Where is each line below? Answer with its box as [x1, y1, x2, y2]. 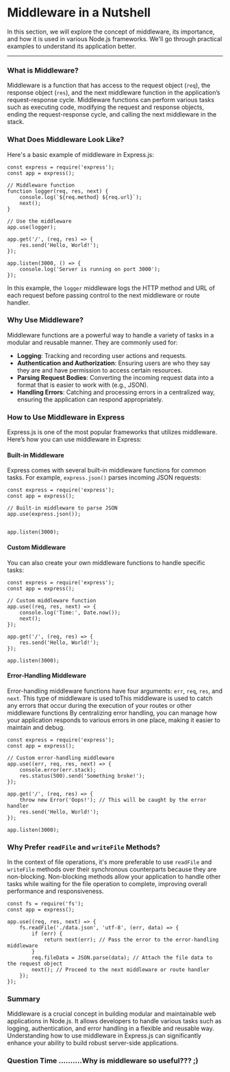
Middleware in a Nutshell [7, 5, 151, 21]
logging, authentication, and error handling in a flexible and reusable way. [7, 1024, 214, 1033]
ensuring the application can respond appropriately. [16, 395, 164, 403]
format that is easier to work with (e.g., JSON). [16, 381, 149, 389]
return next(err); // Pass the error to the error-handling [43, 936, 219, 944]
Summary [7, 994, 41, 1003]
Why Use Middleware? [7, 315, 84, 325]
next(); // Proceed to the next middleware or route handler [31, 966, 210, 973]
